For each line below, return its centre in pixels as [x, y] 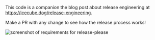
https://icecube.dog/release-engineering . [49, 13]
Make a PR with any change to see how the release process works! [76, 23]
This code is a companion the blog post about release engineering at [77, 7]
